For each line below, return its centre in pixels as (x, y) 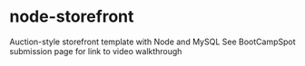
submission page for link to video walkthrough (96, 51)
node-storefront (72, 17)
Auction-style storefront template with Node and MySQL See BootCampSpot (152, 42)
